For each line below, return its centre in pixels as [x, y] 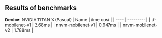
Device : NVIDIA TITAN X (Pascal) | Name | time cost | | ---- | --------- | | [78, 19]
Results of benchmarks [41, 8]
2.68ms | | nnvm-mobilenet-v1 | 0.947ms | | [78, 25]
